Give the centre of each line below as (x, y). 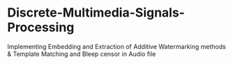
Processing (41, 27)
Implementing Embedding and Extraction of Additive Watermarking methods (117, 46)
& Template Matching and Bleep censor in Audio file (82, 54)
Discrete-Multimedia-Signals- (96, 13)
